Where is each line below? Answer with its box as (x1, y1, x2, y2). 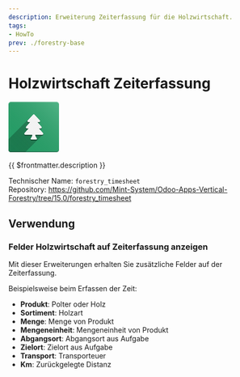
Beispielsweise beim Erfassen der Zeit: (8, 283, 137, 293)
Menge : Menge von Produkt (19, 316, 115, 326)
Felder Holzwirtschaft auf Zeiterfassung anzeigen (8, 241, 208, 252)
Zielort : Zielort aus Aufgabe (19, 342, 113, 352)
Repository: (8, 184, 47, 194)
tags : (8, 21, 27, 30)
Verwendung (8, 217, 75, 231)
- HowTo (8, 30, 35, 38)
